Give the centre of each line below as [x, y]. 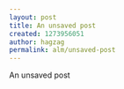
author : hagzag [37, 42]
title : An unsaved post [53, 26]
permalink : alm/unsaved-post [62, 50]
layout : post [33, 17]
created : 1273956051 [47, 33]
